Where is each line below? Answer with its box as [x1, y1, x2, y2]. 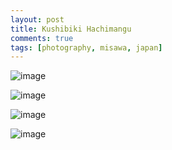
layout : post [10, 14, 65, 25]
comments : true [10, 33, 74, 43]
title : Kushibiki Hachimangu [10, 24, 132, 34]
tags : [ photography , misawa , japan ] [10, 42, 163, 53]
